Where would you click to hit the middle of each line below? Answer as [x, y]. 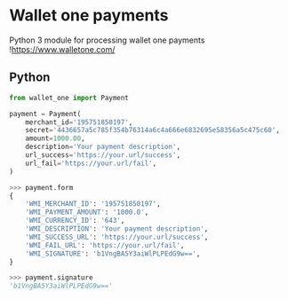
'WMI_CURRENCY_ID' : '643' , [75, 221]
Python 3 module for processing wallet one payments [107, 40]
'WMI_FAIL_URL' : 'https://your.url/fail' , [105, 245]
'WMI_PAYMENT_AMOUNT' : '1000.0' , [87, 212]
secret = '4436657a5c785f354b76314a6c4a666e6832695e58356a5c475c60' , [152, 130]
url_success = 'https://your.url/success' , [103, 155]
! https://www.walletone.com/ [62, 49]
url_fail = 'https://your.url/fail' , [91, 163]
